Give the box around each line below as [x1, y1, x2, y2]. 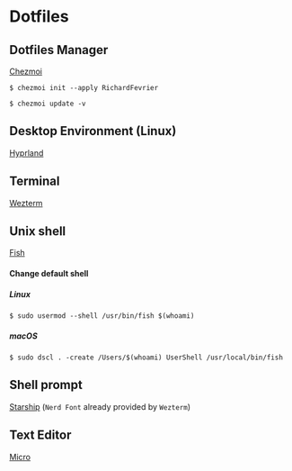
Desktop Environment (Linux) [9, 123, 177, 139]
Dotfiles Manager [9, 42, 109, 58]
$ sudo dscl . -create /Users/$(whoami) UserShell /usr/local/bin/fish [9, 353, 283, 362]
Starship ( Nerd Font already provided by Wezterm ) [9, 401, 191, 412]
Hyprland [9, 147, 44, 159]
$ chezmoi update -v [9, 99, 87, 108]
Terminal [9, 174, 60, 189]
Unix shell [9, 223, 66, 240]
